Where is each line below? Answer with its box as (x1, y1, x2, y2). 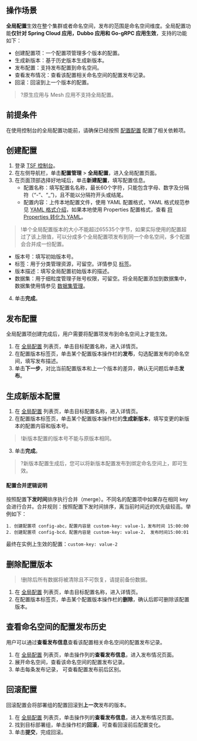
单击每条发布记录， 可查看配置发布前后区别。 (14, 665, 124, 673)
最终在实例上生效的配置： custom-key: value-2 (6, 540, 118, 547)
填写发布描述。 (25, 357, 62, 365)
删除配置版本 (6, 559, 53, 569)
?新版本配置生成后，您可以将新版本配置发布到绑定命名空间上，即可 (20, 460, 183, 467)
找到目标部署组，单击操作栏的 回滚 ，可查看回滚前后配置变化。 (14, 721, 164, 728)
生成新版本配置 (6, 391, 60, 401)
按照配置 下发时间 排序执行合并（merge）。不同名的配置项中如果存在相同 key (6, 496, 189, 503)
